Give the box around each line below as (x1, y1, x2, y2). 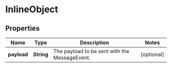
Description (80, 39, 109, 46)
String (33, 51, 49, 58)
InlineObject (5, 4, 58, 15)
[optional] (140, 51, 164, 58)
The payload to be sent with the (53, 48, 130, 55)
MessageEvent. (53, 54, 91, 61)
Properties (5, 24, 40, 33)
